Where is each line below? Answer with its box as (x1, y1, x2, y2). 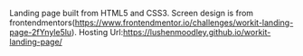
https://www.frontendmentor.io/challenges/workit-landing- (74, 17, 294, 28)
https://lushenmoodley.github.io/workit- (123, 27, 271, 37)
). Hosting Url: (71, 27, 124, 37)
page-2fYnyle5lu (9, 27, 72, 37)
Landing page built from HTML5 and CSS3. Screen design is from (9, 8, 254, 18)
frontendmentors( (9, 17, 75, 28)
